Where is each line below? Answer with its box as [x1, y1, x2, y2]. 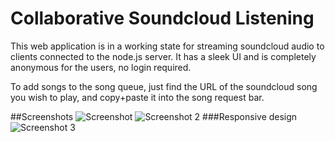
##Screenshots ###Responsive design [10, 110, 298, 122]
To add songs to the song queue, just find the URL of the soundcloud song [10, 80, 318, 92]
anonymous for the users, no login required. [10, 61, 192, 73]
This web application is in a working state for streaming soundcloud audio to [10, 40, 325, 52]
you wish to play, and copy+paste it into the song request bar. [10, 91, 265, 103]
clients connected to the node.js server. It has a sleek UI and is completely [10, 50, 317, 62]
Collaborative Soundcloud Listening [10, 7, 315, 30]
